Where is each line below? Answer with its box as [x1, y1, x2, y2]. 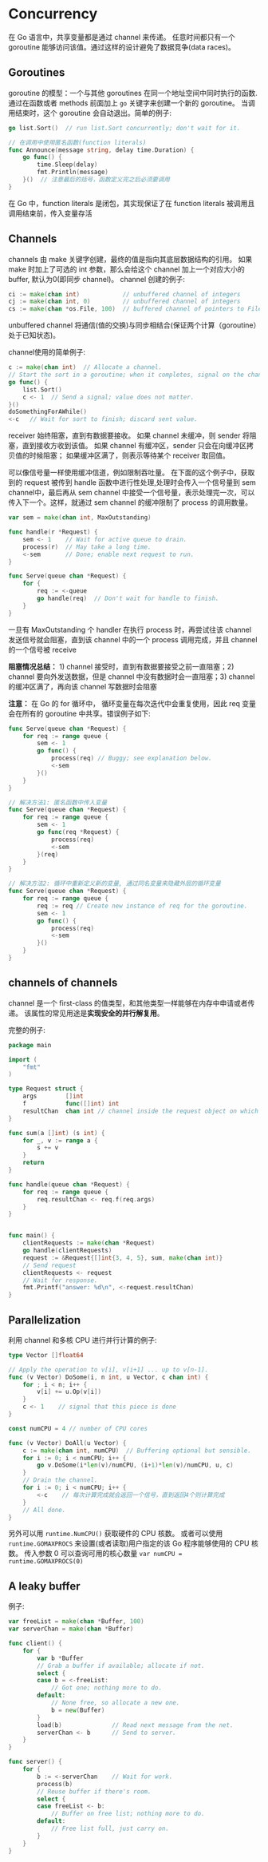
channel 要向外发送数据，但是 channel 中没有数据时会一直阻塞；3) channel [8, 672, 255, 681]
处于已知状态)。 [8, 331, 61, 340]
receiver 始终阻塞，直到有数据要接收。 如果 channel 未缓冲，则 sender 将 [8, 431, 250, 440]
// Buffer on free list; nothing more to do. [50, 1810, 205, 1818]
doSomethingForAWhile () [8, 408, 88, 416]
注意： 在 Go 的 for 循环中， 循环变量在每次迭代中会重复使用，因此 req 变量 [8, 698, 257, 708]
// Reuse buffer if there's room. [37, 1787, 152, 1796]
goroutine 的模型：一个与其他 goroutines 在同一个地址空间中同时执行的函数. [8, 88, 258, 97]
